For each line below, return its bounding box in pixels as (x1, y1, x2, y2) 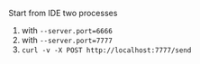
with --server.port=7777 (21, 35, 114, 45)
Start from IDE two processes (8, 8, 118, 18)
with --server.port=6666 (21, 25, 114, 35)
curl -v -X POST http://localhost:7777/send (21, 46, 192, 55)
